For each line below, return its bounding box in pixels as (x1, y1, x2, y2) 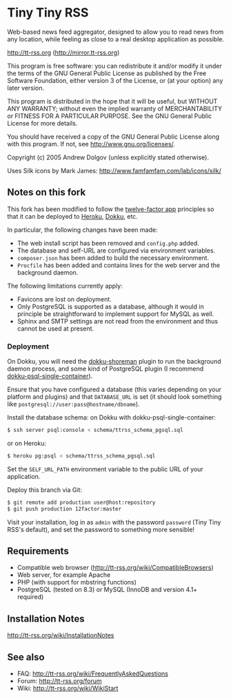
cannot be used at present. (17, 324, 94, 333)
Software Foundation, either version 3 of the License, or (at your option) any (7, 76, 223, 84)
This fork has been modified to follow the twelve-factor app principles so (7, 205, 214, 213)
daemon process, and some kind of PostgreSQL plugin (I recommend (7, 364, 204, 373)
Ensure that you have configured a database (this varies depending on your (7, 385, 222, 394)
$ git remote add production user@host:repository (7, 499, 156, 506)
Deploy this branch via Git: (7, 485, 83, 494)
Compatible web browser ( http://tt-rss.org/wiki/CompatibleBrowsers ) (17, 564, 214, 572)
